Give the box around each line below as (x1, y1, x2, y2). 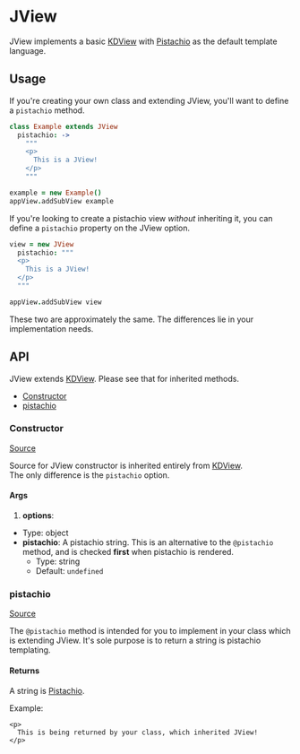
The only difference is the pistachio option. (9, 469, 170, 481)
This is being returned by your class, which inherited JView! (17, 728, 258, 737)
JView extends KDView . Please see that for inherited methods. (9, 373, 240, 384)
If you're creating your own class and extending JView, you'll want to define (9, 95, 289, 106)
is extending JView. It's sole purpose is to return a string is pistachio (9, 635, 261, 646)
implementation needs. (9, 323, 94, 334)
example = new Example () (9, 188, 102, 197)
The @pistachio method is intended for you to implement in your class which (9, 626, 291, 637)
